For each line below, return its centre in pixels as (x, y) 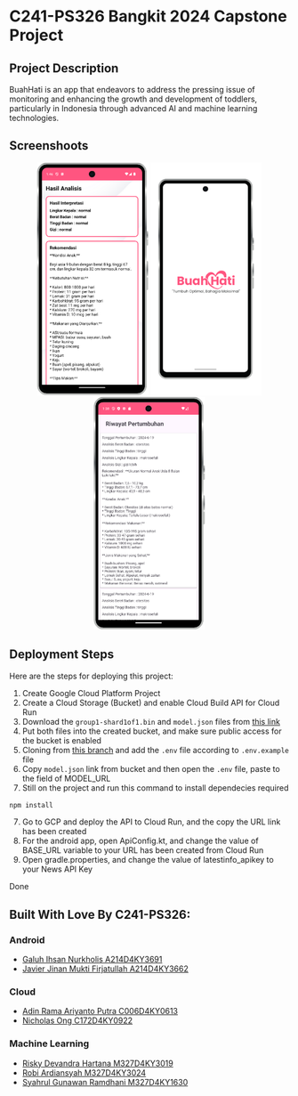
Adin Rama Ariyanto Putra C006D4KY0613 (100, 1011)
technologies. (34, 118)
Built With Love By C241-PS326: (100, 914)
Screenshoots (49, 146)
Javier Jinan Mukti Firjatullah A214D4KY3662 (105, 969)
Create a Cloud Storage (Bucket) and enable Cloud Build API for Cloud (151, 702)
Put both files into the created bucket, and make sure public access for (152, 731)
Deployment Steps (61, 655)
